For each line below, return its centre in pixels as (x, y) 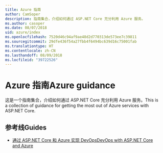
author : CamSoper (23, 14)
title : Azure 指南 (23, 10)
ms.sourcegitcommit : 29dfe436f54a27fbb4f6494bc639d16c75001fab (71, 42)
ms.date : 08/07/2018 (26, 28)
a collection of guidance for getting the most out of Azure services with (77, 105)
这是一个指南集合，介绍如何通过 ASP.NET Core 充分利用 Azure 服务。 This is (82, 100)
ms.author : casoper (25, 23)
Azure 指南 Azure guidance (60, 86)
